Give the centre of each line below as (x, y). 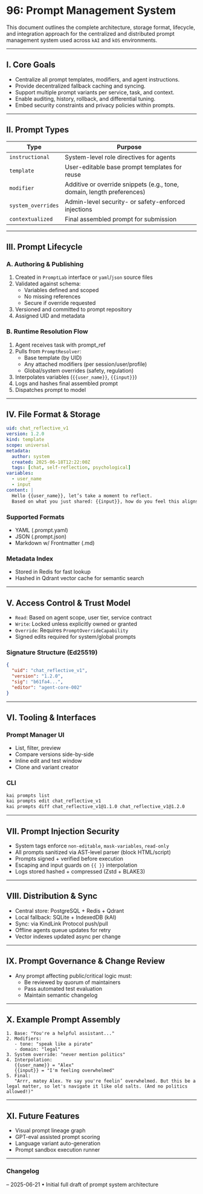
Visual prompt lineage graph (50, 1130)
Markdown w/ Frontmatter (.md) (55, 543)
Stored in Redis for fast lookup (53, 572)
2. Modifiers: (24, 1039)
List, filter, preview (38, 748)
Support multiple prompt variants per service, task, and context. (95, 92)
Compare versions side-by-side (54, 754)
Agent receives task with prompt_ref (60, 345)
